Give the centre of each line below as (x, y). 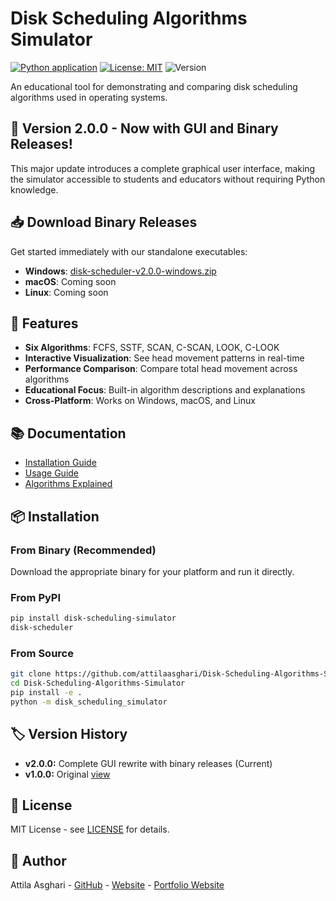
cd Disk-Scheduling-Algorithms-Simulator (98, 683)
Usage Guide (51, 473)
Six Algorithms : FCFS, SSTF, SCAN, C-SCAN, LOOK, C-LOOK (152, 348)
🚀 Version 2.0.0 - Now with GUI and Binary (144, 128)
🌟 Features (44, 323)
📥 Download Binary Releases (104, 222)
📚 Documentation (68, 433)
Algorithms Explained (68, 484)
